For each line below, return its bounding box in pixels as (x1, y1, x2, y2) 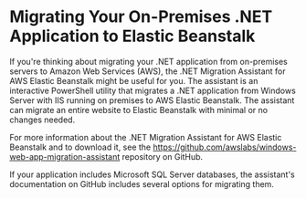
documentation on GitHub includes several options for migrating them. (9, 178, 274, 189)
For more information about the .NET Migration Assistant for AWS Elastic (9, 131, 282, 142)
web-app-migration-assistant (9, 151, 121, 162)
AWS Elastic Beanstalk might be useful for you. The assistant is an (9, 75, 259, 86)
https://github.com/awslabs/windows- (153, 141, 297, 152)
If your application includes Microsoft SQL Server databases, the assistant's (9, 169, 295, 180)
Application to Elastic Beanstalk (9, 26, 256, 47)
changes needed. (9, 114, 76, 125)
